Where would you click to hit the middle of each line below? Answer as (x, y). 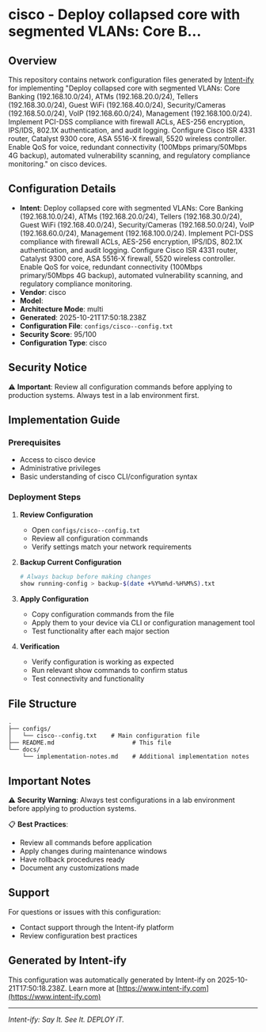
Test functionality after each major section (101, 631)
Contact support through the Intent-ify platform (97, 927)
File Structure (42, 703)
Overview (33, 61)
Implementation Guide (64, 420)
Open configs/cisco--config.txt (86, 529)
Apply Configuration (54, 599)
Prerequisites (34, 442)
